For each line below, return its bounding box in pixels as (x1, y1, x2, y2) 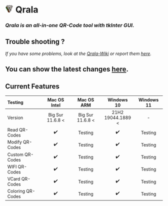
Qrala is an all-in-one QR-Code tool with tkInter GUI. (5, 22, 134, 29)
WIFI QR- (7, 163, 27, 169)
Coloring (7, 188, 25, 194)
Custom (7, 151, 23, 157)
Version (7, 114, 23, 120)
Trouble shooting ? (5, 37, 65, 46)
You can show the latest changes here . (5, 65, 128, 73)
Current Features (5, 82, 60, 90)
